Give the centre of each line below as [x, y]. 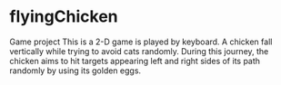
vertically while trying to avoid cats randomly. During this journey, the [139, 51]
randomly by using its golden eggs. [75, 71]
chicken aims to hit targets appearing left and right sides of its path [135, 61]
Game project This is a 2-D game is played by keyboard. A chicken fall [141, 42]
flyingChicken [64, 17]
